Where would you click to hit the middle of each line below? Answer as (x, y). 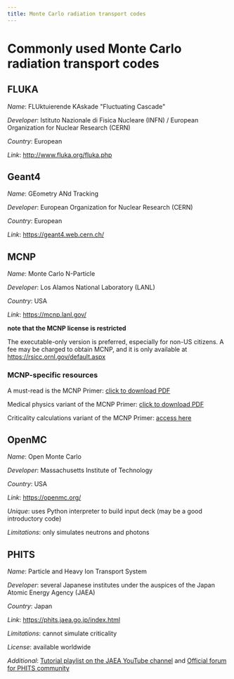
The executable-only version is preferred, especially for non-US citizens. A (116, 342)
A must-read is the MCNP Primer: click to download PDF (89, 391)
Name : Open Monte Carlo (45, 457)
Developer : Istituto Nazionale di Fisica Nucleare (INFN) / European (103, 120)
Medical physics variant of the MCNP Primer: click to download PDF (106, 404)
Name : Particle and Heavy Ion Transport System (77, 571)
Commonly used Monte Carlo (95, 48)
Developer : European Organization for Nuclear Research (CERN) (100, 208)
